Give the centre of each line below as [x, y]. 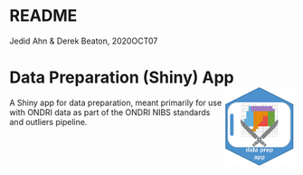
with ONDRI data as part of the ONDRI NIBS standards [110, 112]
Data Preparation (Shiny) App [122, 78]
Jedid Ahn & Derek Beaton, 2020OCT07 [84, 41]
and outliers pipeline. [48, 122]
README [43, 16]
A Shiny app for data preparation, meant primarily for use [116, 102]
